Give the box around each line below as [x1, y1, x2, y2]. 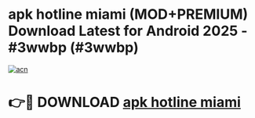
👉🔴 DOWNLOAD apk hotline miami [8, 94, 242, 111]
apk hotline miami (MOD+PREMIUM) [8, 5, 249, 23]
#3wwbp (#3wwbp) [8, 39, 139, 56]
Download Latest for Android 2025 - [8, 22, 248, 40]
